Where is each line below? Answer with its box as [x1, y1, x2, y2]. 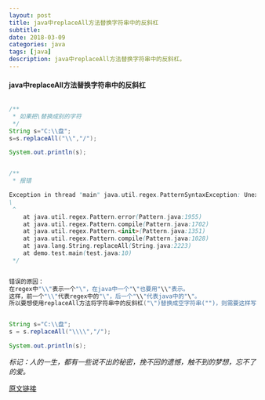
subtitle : [9, 26, 42, 34]
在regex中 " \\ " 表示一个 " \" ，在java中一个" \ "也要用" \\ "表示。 [9, 285, 189, 293]
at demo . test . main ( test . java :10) [23, 249, 132, 257]
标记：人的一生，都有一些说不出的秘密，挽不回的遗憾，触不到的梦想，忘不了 [9, 357, 256, 366]
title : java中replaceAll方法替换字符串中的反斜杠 [9, 19, 159, 27]
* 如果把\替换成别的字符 [12, 112, 82, 120]
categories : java [9, 41, 66, 49]
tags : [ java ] [9, 48, 52, 56]
